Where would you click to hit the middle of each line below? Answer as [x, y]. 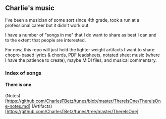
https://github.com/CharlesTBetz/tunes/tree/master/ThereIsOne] [73, 111]
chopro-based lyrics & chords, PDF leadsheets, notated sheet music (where [83, 55]
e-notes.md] [18, 106]
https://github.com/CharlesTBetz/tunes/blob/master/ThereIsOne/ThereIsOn [84, 101]
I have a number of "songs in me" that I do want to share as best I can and [81, 35]
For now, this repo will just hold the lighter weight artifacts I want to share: [81, 49]
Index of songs [24, 73]
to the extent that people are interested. [46, 40]
